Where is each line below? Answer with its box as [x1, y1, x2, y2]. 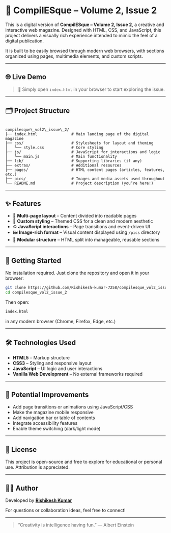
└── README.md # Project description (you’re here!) [5, 181, 154, 186]
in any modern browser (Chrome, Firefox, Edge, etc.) [5, 318, 116, 324]
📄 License [5, 445, 37, 454]
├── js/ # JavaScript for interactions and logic [5, 149, 160, 155]
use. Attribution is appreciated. [5, 464, 70, 470]
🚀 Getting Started [5, 256, 62, 265]
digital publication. [5, 38, 44, 44]
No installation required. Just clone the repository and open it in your [5, 270, 150, 276]
